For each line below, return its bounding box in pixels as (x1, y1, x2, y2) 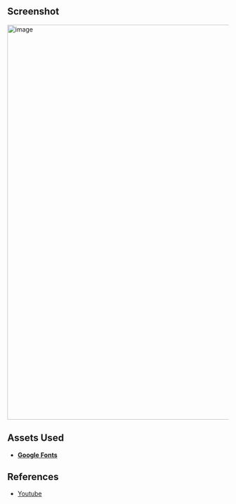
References (7, 471, 59, 483)
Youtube (17, 489, 42, 498)
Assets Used (7, 432, 65, 444)
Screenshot (7, 6, 60, 18)
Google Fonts (17, 451, 58, 459)
